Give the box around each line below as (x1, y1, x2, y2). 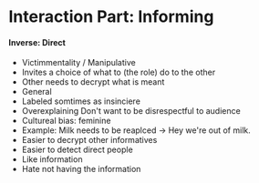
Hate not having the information (21, 164, 141, 175)
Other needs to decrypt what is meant (21, 76, 165, 87)
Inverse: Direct (8, 36, 66, 47)
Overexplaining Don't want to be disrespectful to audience (21, 106, 241, 117)
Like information (21, 154, 83, 165)
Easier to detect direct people (21, 144, 133, 156)
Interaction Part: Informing (8, 6, 214, 27)
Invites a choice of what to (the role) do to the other (21, 66, 216, 78)
